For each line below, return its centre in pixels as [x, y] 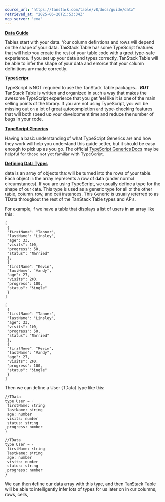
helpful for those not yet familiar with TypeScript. [55, 154]
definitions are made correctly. [36, 69]
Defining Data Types [27, 164]
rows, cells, [17, 495]
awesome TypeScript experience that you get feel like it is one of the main [80, 98]
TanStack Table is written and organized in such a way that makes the [76, 93]
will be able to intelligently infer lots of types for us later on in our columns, [81, 489]
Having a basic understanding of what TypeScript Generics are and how [78, 138]
